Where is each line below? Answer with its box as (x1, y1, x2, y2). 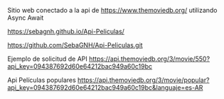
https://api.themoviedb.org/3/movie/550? (88, 54, 210, 63)
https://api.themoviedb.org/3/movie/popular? (77, 76, 210, 84)
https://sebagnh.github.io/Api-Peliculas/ (7, 28, 124, 35)
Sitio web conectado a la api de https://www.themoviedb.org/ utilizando (7, 6, 218, 14)
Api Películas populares (7, 76, 76, 84)
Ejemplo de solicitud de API (7, 54, 87, 63)
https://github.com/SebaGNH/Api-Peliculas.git (7, 41, 144, 49)
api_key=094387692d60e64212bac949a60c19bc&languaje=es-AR (7, 83, 203, 91)
